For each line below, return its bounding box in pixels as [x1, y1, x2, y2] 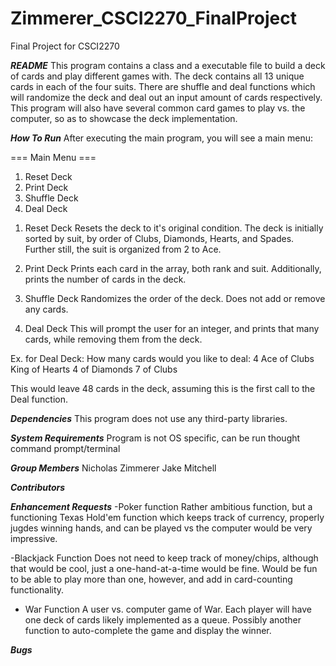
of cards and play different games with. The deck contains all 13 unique [10, 70, 305, 82]
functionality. [10, 583, 65, 596]
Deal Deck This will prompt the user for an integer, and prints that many [24, 322, 320, 334]
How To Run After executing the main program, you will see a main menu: [10, 132, 313, 144]
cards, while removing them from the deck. [24, 333, 203, 345]
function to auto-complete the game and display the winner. [24, 624, 272, 636]
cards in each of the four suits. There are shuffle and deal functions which [10, 80, 316, 92]
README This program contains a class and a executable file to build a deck [10, 59, 326, 71]
